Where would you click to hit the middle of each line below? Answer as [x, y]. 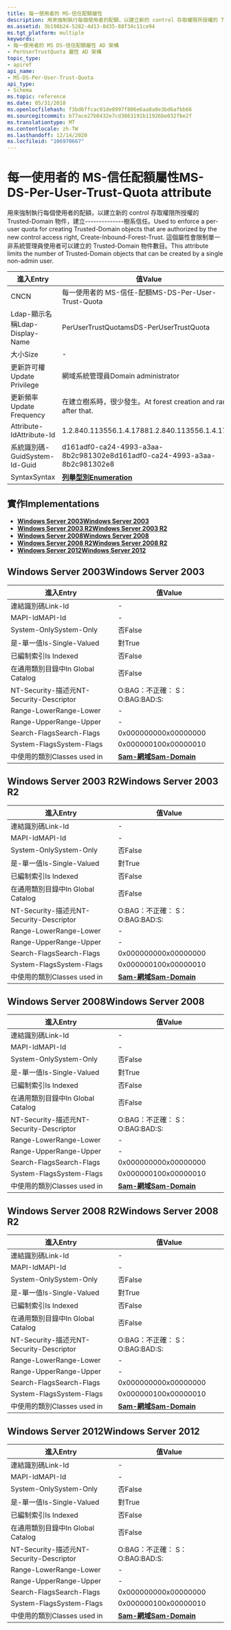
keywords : [21, 39]
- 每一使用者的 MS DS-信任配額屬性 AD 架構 [63, 45]
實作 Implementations [53, 504]
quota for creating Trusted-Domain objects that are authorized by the [120, 229]
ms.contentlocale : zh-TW [43, 129]
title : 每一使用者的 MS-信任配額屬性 [55, 13]
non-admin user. [30, 261]
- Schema [20, 90]
